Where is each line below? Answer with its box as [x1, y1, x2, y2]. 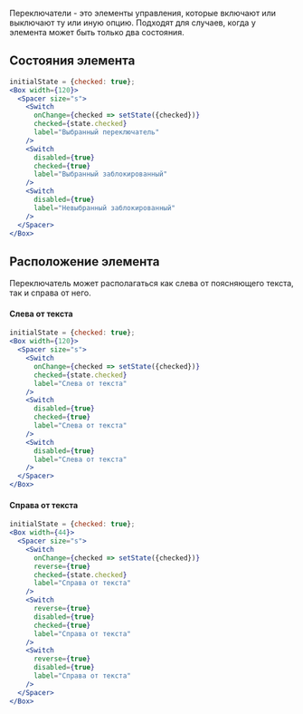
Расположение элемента [9, 254, 160, 269]
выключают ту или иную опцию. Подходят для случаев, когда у [9, 17, 256, 28]
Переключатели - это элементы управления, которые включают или [9, 8, 276, 18]
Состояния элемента [9, 53, 136, 69]
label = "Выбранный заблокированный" [33, 169, 168, 179]
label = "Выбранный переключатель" [33, 128, 160, 137]
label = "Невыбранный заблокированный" [33, 203, 176, 212]
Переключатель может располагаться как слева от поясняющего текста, [9, 278, 294, 289]
